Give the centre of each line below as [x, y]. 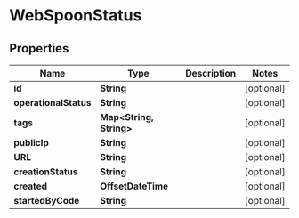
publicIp [31, 143]
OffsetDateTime [134, 186]
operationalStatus [53, 103]
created [30, 186]
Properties [39, 48]
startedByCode [47, 201]
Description [211, 73]
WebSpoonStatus [76, 16]
